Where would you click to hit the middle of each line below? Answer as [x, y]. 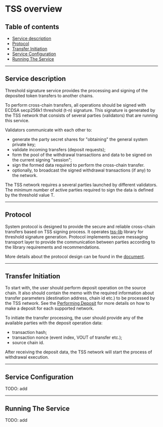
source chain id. [28, 343]
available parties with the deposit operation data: [54, 323]
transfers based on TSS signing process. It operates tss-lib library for [74, 232]
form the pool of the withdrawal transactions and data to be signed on [82, 155]
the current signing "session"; [42, 160]
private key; [24, 144]
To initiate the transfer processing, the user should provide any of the [74, 318]
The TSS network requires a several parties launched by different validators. [81, 185]
